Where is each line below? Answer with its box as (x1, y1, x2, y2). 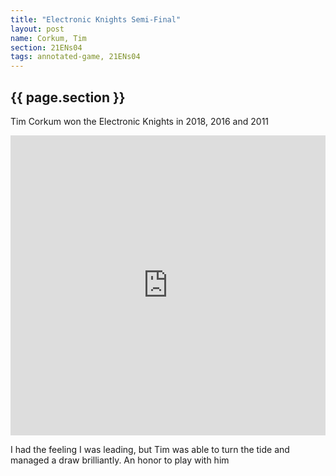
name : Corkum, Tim (10, 33, 87, 43)
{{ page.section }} (10, 89, 126, 106)
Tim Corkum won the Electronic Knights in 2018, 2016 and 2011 (10, 115, 270, 127)
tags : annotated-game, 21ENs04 (10, 52, 141, 62)
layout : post (10, 24, 65, 34)
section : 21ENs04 (10, 42, 83, 53)
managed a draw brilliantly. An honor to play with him (10, 454, 230, 466)
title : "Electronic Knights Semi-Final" (10, 14, 182, 25)
